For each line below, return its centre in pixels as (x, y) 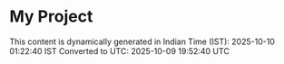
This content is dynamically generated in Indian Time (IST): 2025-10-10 (142, 41)
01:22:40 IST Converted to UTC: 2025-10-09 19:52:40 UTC (119, 50)
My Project (51, 17)
